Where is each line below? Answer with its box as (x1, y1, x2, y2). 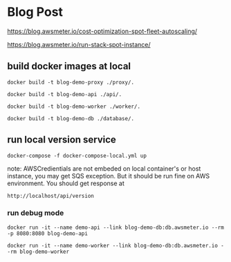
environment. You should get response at (7, 179, 124, 187)
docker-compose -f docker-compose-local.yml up (7, 152, 147, 159)
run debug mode (7, 208, 64, 218)
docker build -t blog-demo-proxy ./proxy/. (7, 79, 135, 86)
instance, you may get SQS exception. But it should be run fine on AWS (7, 171, 210, 180)
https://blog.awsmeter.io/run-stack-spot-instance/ (7, 40, 151, 48)
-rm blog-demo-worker (7, 248, 70, 255)
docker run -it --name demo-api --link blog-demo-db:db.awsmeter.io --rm (7, 224, 225, 231)
